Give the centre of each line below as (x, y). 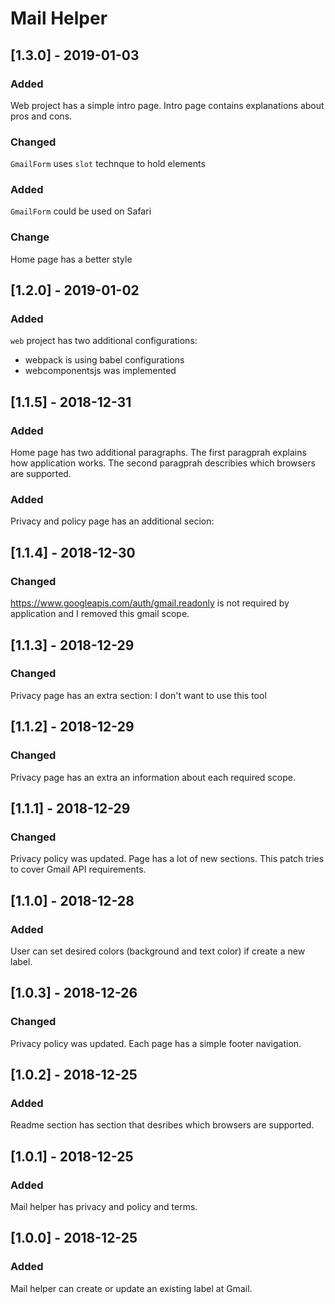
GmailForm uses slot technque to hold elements (108, 164)
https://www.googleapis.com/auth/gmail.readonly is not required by (150, 603)
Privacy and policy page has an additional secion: (112, 521)
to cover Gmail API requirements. (78, 869)
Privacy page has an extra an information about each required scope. (153, 777)
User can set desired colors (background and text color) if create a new (158, 951)
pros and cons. (41, 116)
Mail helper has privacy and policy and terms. (104, 1206)
